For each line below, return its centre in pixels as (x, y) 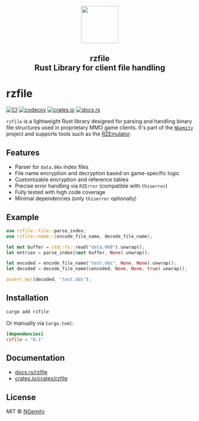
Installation (27, 298)
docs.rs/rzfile (31, 372)
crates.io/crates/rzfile (41, 379)
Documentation (36, 358)
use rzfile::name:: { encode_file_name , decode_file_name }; (79, 236)
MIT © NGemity (26, 411)
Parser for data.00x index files (52, 167)
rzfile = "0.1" (25, 339)
